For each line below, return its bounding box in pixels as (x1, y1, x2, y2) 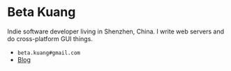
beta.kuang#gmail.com (17, 49, 80, 56)
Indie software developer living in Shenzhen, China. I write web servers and (7, 27, 225, 35)
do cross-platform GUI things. (7, 34, 93, 42)
